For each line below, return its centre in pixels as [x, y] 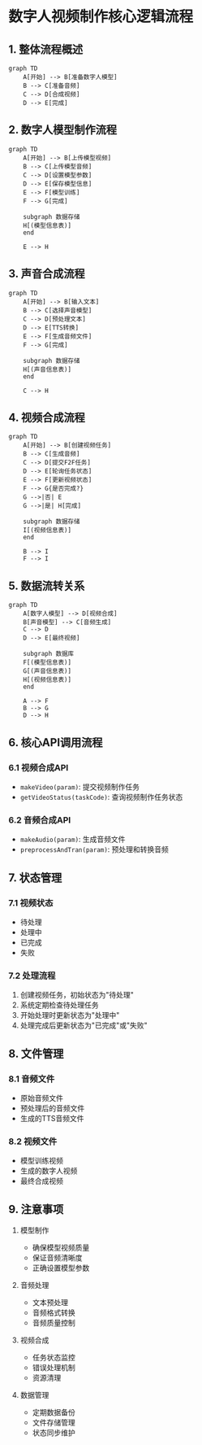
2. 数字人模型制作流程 [63, 130]
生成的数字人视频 [49, 1171]
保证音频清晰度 [57, 1258]
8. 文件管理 [36, 1053]
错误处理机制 [54, 1368]
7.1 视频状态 [31, 902]
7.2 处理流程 [32, 976]
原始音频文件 [41, 1098]
